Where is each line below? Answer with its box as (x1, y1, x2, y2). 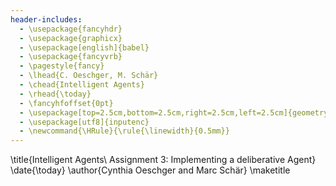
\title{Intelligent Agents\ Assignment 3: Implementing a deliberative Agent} (10, 154, 317, 166)
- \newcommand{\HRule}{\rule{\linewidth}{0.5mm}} (19, 126, 230, 136)
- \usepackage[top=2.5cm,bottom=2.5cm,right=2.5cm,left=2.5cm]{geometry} (19, 107, 333, 118)
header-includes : (10, 14, 83, 25)
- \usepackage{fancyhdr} (19, 24, 123, 34)
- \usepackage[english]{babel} (19, 42, 150, 53)
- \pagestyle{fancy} (19, 61, 105, 71)
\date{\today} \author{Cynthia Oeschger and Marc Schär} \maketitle (10, 164, 291, 176)
